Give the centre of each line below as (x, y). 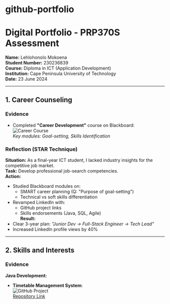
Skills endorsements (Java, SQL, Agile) (60, 213)
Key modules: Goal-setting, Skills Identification (61, 136)
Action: (13, 177)
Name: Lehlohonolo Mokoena (36, 57)
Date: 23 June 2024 (26, 79)
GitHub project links (41, 208)
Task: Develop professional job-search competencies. (62, 171)
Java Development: (26, 276)
